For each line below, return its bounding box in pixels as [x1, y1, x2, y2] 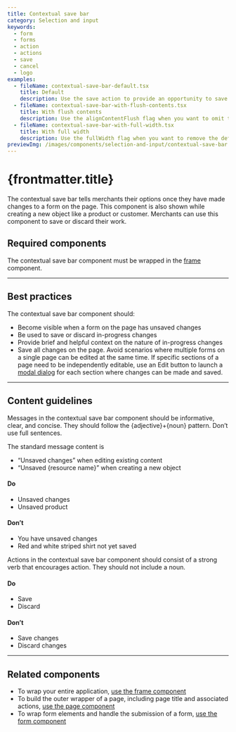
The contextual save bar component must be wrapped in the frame [7, 256, 202, 265]
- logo [13, 69, 33, 76]
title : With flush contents [20, 108, 102, 115]
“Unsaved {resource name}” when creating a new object [17, 463, 181, 472]
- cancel [13, 63, 39, 70]
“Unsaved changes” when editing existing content [17, 455, 163, 465]
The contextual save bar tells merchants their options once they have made [7, 195, 225, 203]
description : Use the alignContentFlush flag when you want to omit [20, 115, 225, 122]
